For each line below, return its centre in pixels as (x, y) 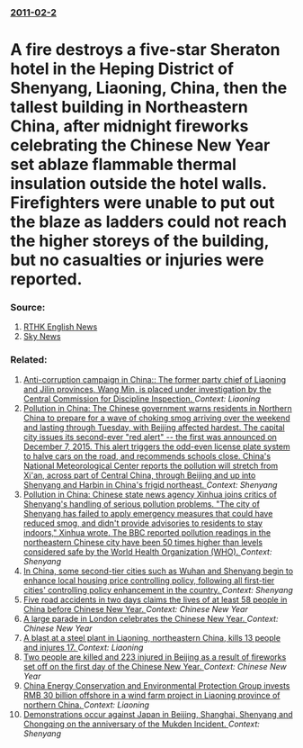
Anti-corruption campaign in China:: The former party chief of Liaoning (155, 379)
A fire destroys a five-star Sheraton (145, 50)
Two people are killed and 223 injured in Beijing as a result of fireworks (155, 657)
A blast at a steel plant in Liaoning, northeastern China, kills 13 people (152, 637)
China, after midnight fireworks (129, 126)
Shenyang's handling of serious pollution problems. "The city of (141, 504)
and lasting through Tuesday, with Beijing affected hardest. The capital (154, 427)
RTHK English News (60, 327)
